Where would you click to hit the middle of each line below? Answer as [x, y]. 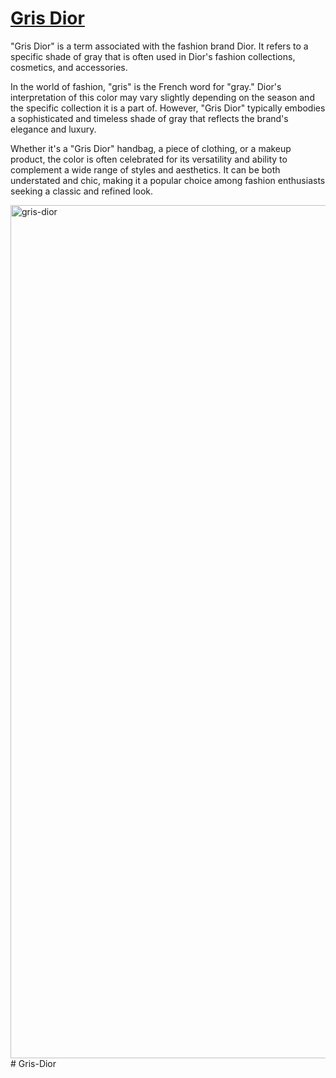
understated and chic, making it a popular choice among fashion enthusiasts [168, 180]
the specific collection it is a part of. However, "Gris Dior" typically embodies [168, 108]
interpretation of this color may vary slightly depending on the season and [162, 97]
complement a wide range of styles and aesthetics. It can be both [145, 169]
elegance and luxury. [53, 129]
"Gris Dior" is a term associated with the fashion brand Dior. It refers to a [159, 46]
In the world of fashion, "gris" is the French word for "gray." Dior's [146, 86]
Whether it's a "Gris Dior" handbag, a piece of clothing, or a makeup [151, 148]
